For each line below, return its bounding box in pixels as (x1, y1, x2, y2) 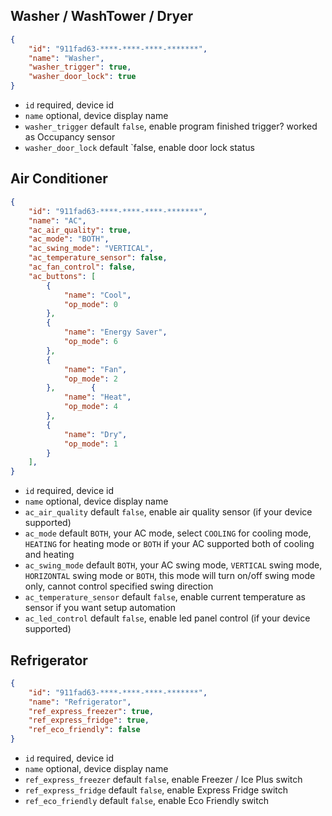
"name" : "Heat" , (63, 392, 132, 403)
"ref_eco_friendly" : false (28, 725, 141, 735)
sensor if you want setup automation (24, 602, 177, 614)
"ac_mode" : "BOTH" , (28, 234, 110, 244)
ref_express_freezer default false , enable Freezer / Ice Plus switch (24, 774, 303, 786)
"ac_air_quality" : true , (28, 225, 132, 235)
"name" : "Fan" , (63, 364, 128, 374)
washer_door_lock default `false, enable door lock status (24, 142, 255, 154)
